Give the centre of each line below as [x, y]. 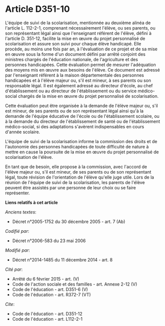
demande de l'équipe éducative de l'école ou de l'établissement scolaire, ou [82, 116]
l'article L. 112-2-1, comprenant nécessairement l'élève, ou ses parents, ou [80, 28]
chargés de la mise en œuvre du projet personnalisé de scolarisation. [88, 96]
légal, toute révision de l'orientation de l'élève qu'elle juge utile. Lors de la [80, 177]
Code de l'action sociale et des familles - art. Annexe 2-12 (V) [75, 284]
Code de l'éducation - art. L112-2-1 [47, 319]
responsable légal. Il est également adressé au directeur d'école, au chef [79, 85]
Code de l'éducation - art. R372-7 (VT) [51, 294]
